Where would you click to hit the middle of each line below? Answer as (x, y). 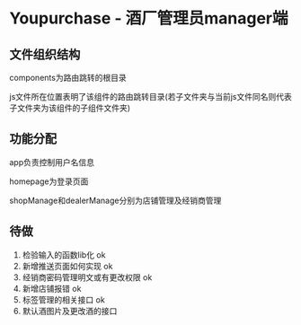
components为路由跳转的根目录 (68, 78)
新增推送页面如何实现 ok (67, 266)
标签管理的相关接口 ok (63, 299)
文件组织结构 (45, 54)
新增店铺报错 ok (52, 288)
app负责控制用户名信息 (52, 162)
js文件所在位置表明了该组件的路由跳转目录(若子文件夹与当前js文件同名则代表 (150, 97)
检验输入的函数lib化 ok (64, 255)
